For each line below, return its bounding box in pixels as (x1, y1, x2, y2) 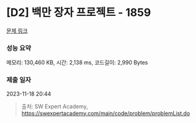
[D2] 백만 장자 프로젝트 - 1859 (6, 6, 151, 20)
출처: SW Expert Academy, (21, 102, 88, 110)
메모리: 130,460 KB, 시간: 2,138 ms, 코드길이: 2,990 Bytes (6, 59, 148, 66)
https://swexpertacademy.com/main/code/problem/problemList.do (21, 110, 190, 117)
